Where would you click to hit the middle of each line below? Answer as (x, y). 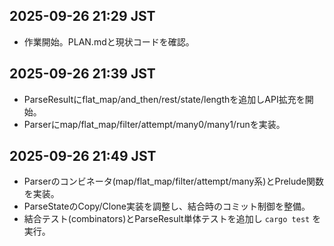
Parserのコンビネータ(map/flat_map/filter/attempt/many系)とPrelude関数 (173, 181)
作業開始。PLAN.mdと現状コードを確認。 (109, 41)
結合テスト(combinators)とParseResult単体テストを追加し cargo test (167, 219)
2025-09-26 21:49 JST (83, 156)
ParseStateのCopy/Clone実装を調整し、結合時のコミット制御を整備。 (167, 206)
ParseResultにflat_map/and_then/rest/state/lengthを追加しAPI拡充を (164, 99)
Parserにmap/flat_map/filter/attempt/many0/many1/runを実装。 (154, 124)
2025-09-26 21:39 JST (82, 74)
